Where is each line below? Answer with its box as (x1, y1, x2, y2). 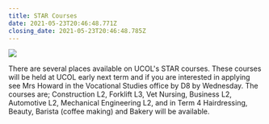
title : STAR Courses (8, 11, 78, 20)
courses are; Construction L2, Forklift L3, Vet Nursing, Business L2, (8, 89, 233, 99)
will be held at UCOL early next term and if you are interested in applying (8, 72, 250, 82)
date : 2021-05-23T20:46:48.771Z (8, 19, 117, 27)
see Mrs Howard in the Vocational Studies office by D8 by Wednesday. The (8, 81, 258, 91)
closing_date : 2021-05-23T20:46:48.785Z (8, 27, 147, 35)
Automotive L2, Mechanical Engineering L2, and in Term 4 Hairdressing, (8, 98, 248, 108)
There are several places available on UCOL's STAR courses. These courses (8, 64, 262, 73)
